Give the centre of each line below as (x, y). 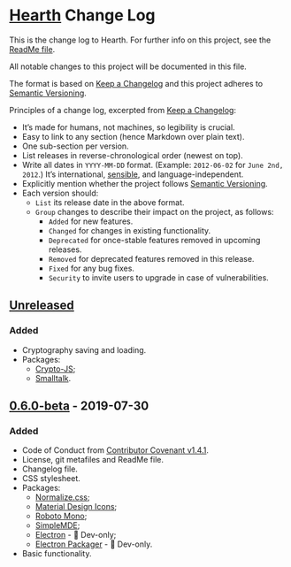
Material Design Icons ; (76, 507)
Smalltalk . (53, 378)
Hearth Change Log (83, 15)
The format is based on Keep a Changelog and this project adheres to (136, 83)
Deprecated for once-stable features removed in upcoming (154, 240)
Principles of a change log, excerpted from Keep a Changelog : (123, 110)
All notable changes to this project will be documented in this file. (128, 66)
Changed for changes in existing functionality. (130, 230)
